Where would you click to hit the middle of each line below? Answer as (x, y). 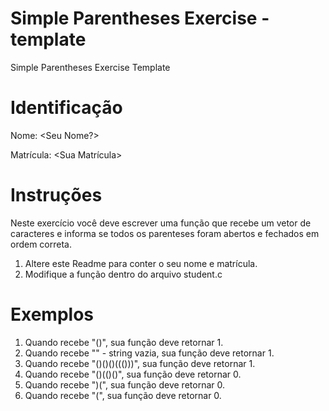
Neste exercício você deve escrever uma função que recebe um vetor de (161, 223)
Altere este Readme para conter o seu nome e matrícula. (141, 263)
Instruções (56, 195)
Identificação (66, 108)
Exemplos (52, 314)
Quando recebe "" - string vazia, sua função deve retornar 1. (149, 353)
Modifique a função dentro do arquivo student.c (123, 274)
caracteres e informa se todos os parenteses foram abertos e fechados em (165, 233)
